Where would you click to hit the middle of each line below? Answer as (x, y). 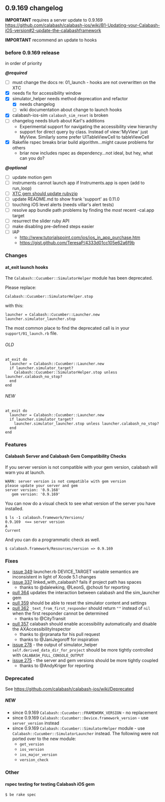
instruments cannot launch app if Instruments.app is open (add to (78, 183)
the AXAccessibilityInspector (41, 629)
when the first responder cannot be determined (60, 613)
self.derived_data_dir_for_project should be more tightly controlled (82, 650)
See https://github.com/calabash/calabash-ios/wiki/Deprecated (69, 689)
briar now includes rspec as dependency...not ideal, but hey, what (86, 153)
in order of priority (24, 63)
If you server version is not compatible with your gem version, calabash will (82, 467)
